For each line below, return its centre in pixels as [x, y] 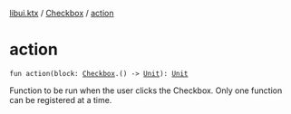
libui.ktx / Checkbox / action [62, 13]
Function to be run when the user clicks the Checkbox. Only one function [146, 90]
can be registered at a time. [61, 100]
